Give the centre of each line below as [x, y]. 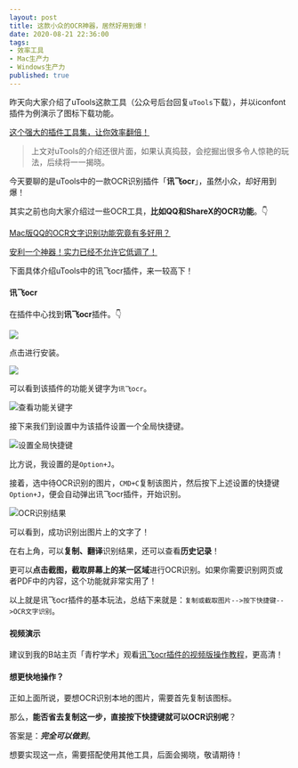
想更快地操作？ [36, 676]
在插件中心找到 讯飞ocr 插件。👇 [65, 314]
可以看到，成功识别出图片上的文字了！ [79, 532]
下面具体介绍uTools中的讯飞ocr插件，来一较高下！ [101, 270]
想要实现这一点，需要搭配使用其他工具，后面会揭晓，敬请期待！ [126, 755]
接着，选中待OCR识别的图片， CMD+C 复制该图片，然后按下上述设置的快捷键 [145, 483]
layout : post [33, 17]
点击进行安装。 [36, 352]
